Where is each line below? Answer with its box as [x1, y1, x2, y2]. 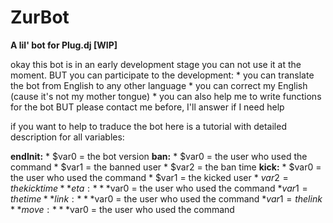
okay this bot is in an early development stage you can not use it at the [10, 58, 302, 70]
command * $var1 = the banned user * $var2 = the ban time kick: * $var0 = [10, 161, 322, 173]
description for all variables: [10, 131, 125, 143]
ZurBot [10, 6, 70, 29]
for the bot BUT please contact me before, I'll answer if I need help [10, 101, 285, 113]
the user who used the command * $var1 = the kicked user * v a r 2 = [10, 171, 289, 183]
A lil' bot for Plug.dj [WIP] [10, 39, 118, 51]
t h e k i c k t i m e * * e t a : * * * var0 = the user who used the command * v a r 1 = [10, 182, 308, 194]
